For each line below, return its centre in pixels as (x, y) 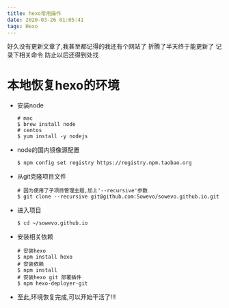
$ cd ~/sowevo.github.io (52, 223)
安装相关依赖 (35, 237)
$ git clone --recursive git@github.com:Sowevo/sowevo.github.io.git (118, 197)
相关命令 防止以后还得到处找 (59, 55)
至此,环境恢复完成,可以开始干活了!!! (66, 297)
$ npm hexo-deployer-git (52, 284)
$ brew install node (46, 125)
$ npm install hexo (45, 257)
